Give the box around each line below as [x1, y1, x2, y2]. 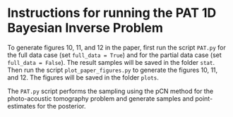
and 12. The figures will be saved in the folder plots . [7, 73, 159, 82]
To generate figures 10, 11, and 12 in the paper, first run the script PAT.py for [7, 43, 226, 51]
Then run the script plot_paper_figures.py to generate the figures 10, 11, [7, 66, 218, 74]
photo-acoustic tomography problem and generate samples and [7, 94, 194, 103]
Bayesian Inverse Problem [7, 20, 164, 36]
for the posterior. [37, 101, 86, 110]
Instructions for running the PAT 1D [7, 5, 217, 21]
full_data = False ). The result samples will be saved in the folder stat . [7, 58, 215, 66]
